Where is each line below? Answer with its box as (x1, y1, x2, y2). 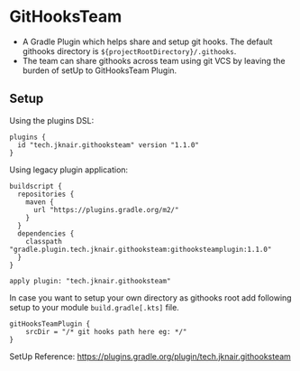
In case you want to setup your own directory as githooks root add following (9, 292, 292, 303)
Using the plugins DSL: (9, 115, 95, 125)
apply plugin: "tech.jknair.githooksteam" (9, 276, 171, 285)
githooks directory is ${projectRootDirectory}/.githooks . (22, 45, 237, 56)
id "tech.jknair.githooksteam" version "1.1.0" (17, 140, 200, 150)
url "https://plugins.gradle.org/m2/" (32, 205, 179, 214)
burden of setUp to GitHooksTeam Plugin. (22, 65, 177, 76)
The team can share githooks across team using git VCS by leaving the (22, 55, 286, 66)
